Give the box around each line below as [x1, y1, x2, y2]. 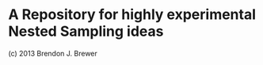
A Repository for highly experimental [8, 6, 256, 24]
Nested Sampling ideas [8, 22, 164, 40]
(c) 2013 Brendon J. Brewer [8, 48, 97, 58]
